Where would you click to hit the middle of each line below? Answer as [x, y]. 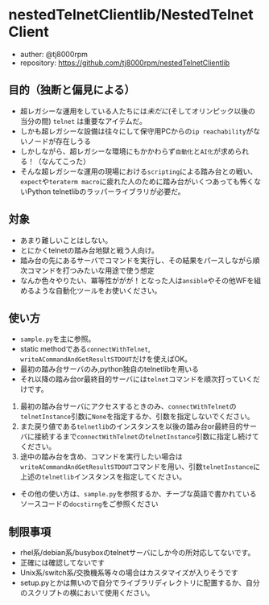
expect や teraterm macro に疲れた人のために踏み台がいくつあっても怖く [137, 181]
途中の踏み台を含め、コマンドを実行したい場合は [101, 457]
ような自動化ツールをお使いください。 [98, 290]
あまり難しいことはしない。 [66, 240]
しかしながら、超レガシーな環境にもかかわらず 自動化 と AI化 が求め [127, 151]
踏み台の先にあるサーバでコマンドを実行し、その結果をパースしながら [136, 260]
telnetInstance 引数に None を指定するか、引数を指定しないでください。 [137, 417]
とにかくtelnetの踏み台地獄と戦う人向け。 [89, 250]
